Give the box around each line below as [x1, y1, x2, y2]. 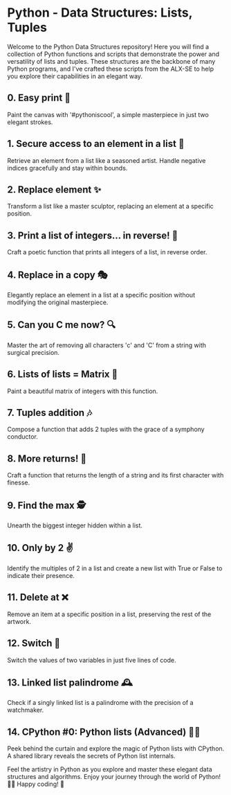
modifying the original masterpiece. [7, 298, 109, 306]
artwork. [7, 617, 31, 625]
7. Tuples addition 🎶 [7, 407, 92, 419]
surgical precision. [7, 348, 60, 356]
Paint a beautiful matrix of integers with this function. [7, 387, 158, 395]
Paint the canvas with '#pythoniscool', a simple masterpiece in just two [7, 110, 209, 119]
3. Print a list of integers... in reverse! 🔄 [7, 229, 178, 241]
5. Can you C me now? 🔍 [7, 319, 116, 331]
